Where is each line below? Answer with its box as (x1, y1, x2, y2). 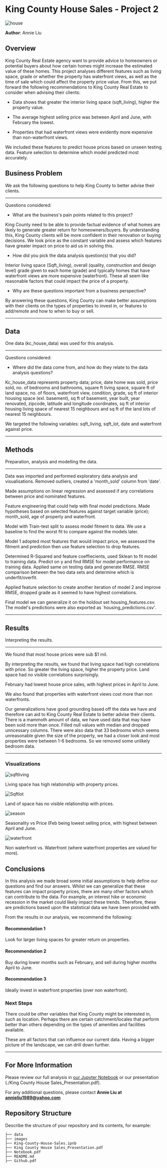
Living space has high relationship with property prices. (5, 781, 119, 788)
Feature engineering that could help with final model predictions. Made (5, 503, 150, 509)
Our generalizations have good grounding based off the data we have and (5, 706, 157, 712)
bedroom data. (5, 743, 36, 749)
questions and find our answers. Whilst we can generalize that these (5, 883, 146, 889)
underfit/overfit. (5, 575, 38, 581)
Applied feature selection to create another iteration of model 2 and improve (5, 584, 161, 590)
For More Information (5, 1061, 73, 1070)
